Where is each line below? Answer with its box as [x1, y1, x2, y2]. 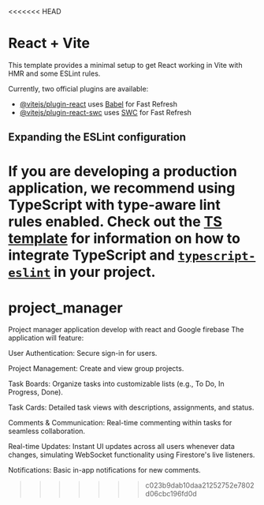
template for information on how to [8, 229, 241, 247]
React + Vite [8, 35, 91, 52]
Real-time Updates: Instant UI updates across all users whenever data [8, 442, 235, 451]
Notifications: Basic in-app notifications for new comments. [8, 466, 201, 475]
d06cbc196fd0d [145, 489, 197, 499]
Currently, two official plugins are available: [8, 84, 149, 93]
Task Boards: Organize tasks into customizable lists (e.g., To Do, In [8, 379, 225, 389]
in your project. [54, 263, 156, 281]
